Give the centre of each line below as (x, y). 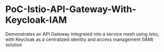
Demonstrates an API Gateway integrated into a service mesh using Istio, (82, 34)
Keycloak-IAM (36, 20)
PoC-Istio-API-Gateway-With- (71, 9)
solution (14, 44)
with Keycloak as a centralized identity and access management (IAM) (79, 39)
